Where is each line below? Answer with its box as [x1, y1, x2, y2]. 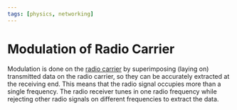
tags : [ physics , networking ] [7, 10, 94, 18]
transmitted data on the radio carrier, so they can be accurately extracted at [7, 72, 230, 80]
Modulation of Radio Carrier [7, 40, 175, 57]
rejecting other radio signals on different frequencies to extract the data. [7, 94, 219, 103]
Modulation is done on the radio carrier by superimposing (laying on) [7, 65, 209, 73]
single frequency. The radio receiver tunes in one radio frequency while [7, 87, 217, 96]
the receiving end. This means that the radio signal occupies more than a [7, 79, 221, 88]
